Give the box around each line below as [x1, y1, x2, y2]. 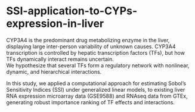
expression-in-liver [6, 17, 104, 30]
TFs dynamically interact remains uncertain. [6, 55, 114, 63]
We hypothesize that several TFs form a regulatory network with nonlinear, [6, 61, 190, 69]
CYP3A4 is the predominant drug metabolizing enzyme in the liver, [6, 36, 170, 43]
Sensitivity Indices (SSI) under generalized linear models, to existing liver [6, 86, 185, 93]
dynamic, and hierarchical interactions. [6, 68, 102, 75]
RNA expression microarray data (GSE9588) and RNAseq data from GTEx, [6, 92, 188, 99]
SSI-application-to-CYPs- [6, 4, 138, 18]
